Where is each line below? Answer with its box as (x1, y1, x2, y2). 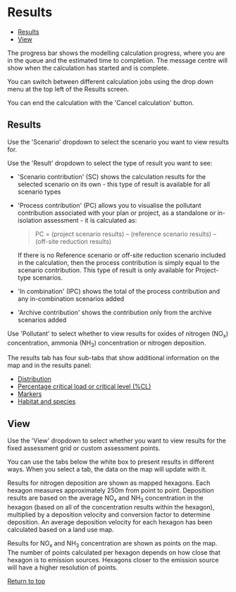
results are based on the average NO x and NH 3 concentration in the (7, 494, 204, 504)
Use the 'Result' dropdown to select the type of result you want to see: (7, 159, 213, 167)
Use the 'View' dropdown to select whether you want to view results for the (7, 436, 227, 445)
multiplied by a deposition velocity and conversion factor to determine (7, 510, 211, 519)
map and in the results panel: (7, 361, 92, 370)
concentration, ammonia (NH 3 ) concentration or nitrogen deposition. (7, 338, 206, 349)
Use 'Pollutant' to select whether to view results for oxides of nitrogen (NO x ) (7, 329, 229, 339)
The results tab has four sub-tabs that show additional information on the (7, 354, 220, 362)
